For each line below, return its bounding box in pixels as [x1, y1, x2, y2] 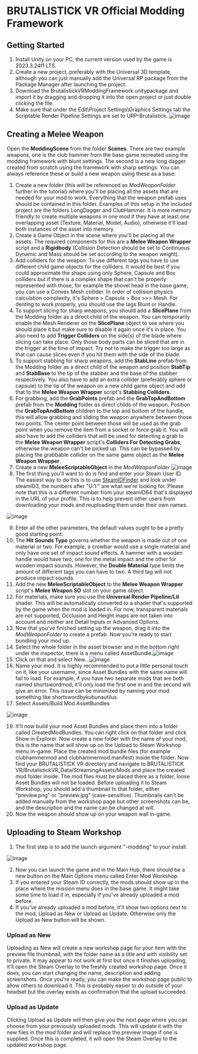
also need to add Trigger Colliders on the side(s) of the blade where [15, 332, 182, 339]
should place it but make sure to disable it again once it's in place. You [15, 326, 186, 333]
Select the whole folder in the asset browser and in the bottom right [15, 643, 179, 650]
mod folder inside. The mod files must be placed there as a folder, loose [15, 773, 190, 780]
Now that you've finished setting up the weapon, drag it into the [15, 624, 170, 631]
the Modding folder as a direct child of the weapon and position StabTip [15, 363, 191, 370]
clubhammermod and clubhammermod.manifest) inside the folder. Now [15, 754, 189, 761]
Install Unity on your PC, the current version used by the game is [15, 56, 173, 63]
